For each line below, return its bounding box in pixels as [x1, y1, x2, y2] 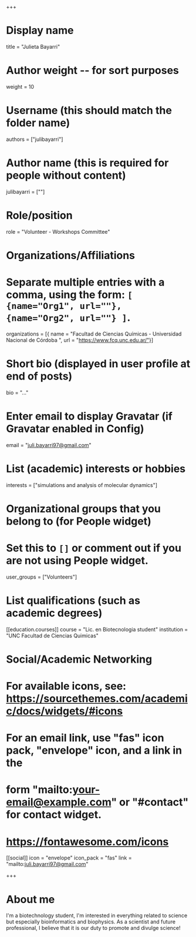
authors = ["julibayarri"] [6, 136, 63, 143]
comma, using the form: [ [6, 288, 133, 301]
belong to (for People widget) [6, 515, 151, 528]
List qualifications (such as [6, 594, 141, 607]
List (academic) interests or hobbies [6, 462, 186, 475]
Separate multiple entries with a [6, 276, 165, 289]
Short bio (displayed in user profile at [6, 357, 191, 370]
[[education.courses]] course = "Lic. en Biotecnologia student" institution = [6, 626, 188, 633]
